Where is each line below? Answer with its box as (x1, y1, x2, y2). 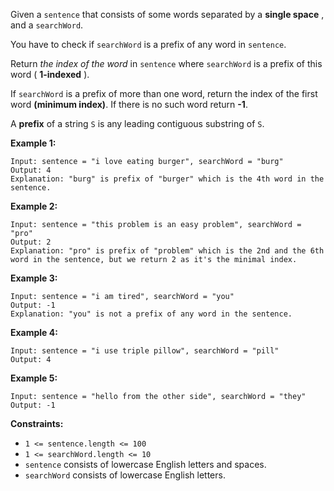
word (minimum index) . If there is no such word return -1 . (10, 99, 248, 110)
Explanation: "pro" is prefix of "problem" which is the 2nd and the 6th (10, 246, 325, 256)
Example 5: (10, 372, 58, 384)
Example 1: (10, 137, 57, 149)
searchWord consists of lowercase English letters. (24, 469, 226, 481)
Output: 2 (10, 237, 52, 247)
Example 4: (10, 327, 58, 338)
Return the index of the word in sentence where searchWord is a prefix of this (10, 58, 323, 69)
